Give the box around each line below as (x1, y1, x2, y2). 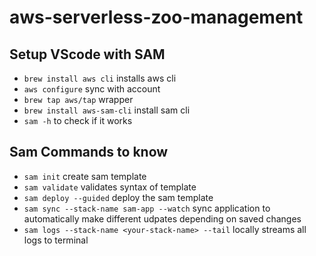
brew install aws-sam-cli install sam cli (23, 104, 191, 116)
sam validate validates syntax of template (23, 181, 197, 193)
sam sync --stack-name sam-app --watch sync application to (23, 202, 271, 214)
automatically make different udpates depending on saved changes (23, 212, 302, 225)
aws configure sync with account (23, 83, 161, 95)
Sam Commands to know (9, 144, 169, 161)
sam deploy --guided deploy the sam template (23, 191, 214, 203)
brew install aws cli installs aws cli (23, 72, 177, 84)
